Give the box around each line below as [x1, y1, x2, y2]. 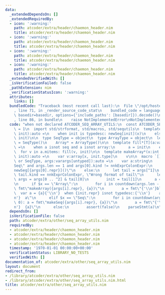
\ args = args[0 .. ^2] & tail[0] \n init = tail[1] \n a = [14, 177, 162, 182]
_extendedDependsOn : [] [9, 12, 58, 17]
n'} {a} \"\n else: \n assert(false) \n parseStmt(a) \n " [14, 204, 162, 210]
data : [5, 7, 16, 12]
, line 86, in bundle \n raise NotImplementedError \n [14, 117, 131, 122]
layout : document [5, 264, 41, 269]
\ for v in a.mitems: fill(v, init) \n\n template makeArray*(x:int [14, 149, 160, 154]
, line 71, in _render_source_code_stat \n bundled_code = [14, 108, 141, 113]
